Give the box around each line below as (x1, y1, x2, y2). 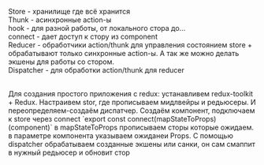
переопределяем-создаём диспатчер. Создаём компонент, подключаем (8, 106, 255, 115)
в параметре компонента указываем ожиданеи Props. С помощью (8, 131, 234, 141)
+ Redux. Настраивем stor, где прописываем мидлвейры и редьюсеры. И (8, 98, 256, 107)
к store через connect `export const (8, 114, 126, 123)
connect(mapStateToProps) (127, 114, 217, 123)
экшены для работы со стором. (8, 57, 115, 66)
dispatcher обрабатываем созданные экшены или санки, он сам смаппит (8, 140, 256, 148)
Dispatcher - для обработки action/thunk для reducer (8, 66, 185, 74)
